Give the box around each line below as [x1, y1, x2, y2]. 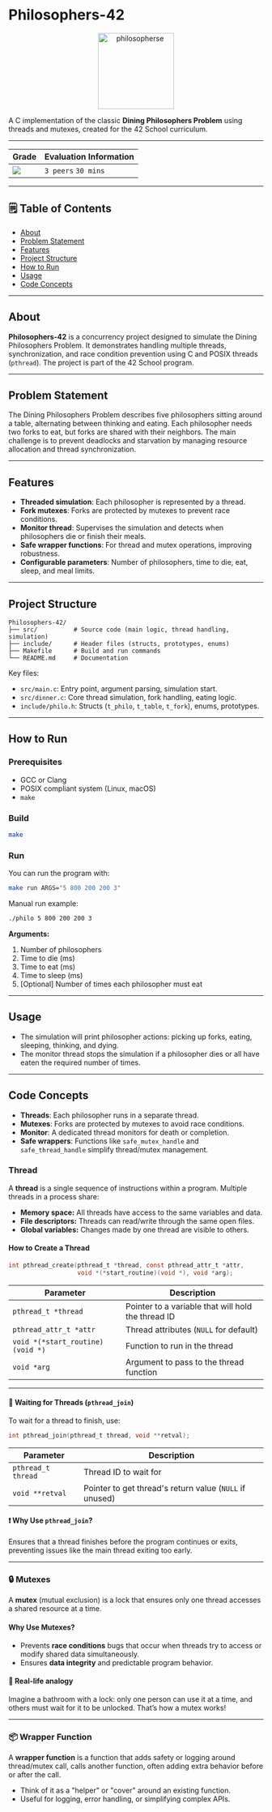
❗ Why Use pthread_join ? [8, 1515, 93, 1525]
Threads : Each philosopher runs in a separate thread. [19, 1110, 199, 1120]
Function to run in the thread [125, 1340, 233, 1351]
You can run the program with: [8, 869, 110, 878]
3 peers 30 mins [44, 166, 105, 175]
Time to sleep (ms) [19, 970, 83, 980]
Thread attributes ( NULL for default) [125, 1323, 259, 1335]
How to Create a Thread [8, 1243, 91, 1253]
